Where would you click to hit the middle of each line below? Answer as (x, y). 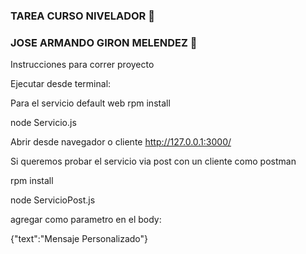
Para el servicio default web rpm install (90, 103)
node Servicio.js (43, 123)
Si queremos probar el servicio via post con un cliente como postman (153, 161)
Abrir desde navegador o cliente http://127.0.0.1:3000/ (121, 142)
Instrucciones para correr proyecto (82, 65)
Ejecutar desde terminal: (61, 84)
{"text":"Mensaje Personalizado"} (79, 239)
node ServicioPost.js (53, 200)
